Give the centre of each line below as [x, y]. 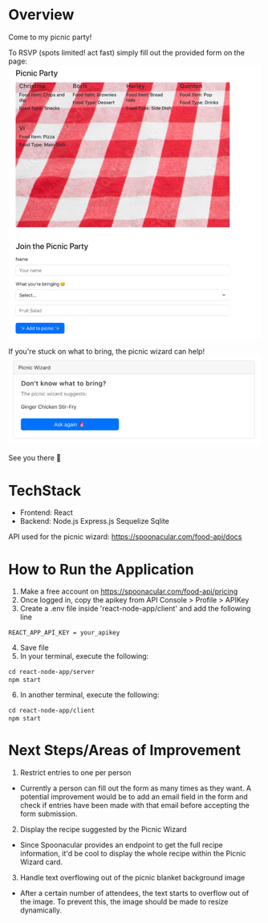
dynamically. [41, 910]
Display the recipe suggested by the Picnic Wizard [103, 830]
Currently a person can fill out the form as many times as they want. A [135, 788]
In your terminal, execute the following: [84, 656]
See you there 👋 [35, 458]
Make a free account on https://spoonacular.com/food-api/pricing [129, 591]
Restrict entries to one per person [75, 773]
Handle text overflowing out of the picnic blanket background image [132, 878]
